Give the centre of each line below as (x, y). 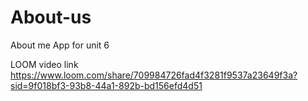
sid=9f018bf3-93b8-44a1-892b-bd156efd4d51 (106, 85)
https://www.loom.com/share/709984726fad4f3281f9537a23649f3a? (154, 75)
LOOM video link (44, 64)
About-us (51, 17)
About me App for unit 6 (60, 45)
